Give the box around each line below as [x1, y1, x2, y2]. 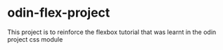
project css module [7, 35, 63, 43]
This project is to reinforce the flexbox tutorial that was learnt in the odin [7, 28, 217, 36]
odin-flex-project [7, 5, 110, 21]
